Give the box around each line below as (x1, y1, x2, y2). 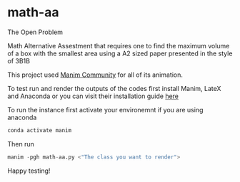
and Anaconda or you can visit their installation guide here (7, 92, 179, 100)
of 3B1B (7, 56, 31, 65)
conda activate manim (7, 127, 72, 134)
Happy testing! (7, 166, 51, 175)
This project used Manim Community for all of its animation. (7, 70, 184, 79)
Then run (7, 139, 34, 148)
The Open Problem (7, 28, 63, 36)
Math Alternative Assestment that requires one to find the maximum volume (7, 41, 230, 50)
